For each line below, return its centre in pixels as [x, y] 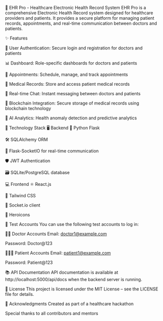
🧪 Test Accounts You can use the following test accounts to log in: [72, 224]
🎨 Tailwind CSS [20, 196]
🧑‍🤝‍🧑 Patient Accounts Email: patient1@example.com [58, 253]
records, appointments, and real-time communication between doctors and [81, 23]
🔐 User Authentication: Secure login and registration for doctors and [74, 48]
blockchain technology [28, 108]
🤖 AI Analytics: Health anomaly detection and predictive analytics [71, 118]
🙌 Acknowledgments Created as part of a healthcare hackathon [69, 304]
